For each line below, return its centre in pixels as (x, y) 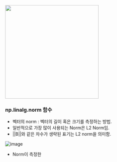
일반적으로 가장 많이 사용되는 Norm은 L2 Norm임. (61, 128)
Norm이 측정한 (27, 155)
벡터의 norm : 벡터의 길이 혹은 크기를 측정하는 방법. (62, 122)
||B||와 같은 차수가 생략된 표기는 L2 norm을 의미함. (62, 134)
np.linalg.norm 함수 (29, 110)
